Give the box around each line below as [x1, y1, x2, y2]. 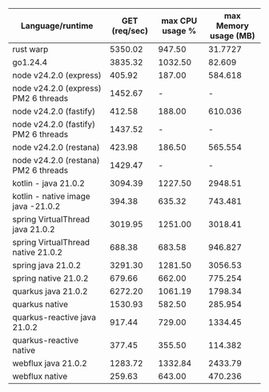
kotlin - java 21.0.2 [12, 178, 86, 189]
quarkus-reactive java [12, 312, 96, 322]
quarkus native [12, 299, 69, 310]
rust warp [12, 44, 49, 54]
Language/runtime [21, 20, 94, 31]
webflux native [12, 371, 68, 382]
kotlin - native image [12, 191, 90, 202]
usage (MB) [209, 30, 255, 41]
